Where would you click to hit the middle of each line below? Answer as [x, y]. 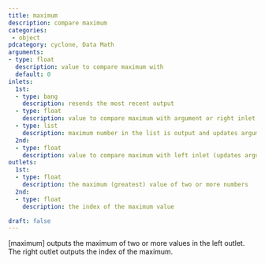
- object [26, 38]
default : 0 [33, 74]
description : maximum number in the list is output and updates [130, 133]
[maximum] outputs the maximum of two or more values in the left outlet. [127, 243]
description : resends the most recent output [99, 104]
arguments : [26, 52]
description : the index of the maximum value [99, 206]
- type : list [37, 126]
